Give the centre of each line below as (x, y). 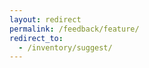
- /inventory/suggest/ (65, 47)
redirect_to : (36, 38)
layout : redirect (45, 19)
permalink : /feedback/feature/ (74, 29)
